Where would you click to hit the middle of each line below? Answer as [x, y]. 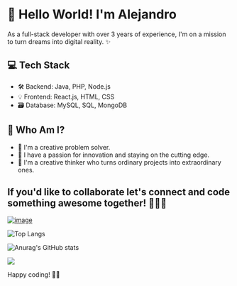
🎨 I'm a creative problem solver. [64, 147]
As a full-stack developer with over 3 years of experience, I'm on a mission [117, 34]
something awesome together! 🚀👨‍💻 [87, 203]
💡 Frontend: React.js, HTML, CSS [66, 97]
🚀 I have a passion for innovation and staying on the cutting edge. [114, 155]
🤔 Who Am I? [36, 130]
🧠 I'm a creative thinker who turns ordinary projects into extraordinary [119, 162]
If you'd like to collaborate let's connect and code [119, 192]
